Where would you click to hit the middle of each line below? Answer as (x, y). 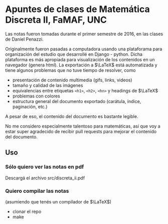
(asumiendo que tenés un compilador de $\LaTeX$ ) (58, 201)
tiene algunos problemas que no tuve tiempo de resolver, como (70, 70)
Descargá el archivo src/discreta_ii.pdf (45, 178)
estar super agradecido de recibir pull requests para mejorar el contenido (81, 131)
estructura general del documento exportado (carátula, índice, (77, 101)
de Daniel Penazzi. (24, 39)
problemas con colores (36, 96)
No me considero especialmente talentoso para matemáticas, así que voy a (83, 126)
